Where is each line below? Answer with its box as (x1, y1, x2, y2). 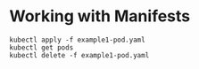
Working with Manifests (9, 6, 191, 27)
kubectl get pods (9, 42, 74, 52)
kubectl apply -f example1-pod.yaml (9, 35, 145, 44)
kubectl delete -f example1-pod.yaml (9, 50, 150, 59)
